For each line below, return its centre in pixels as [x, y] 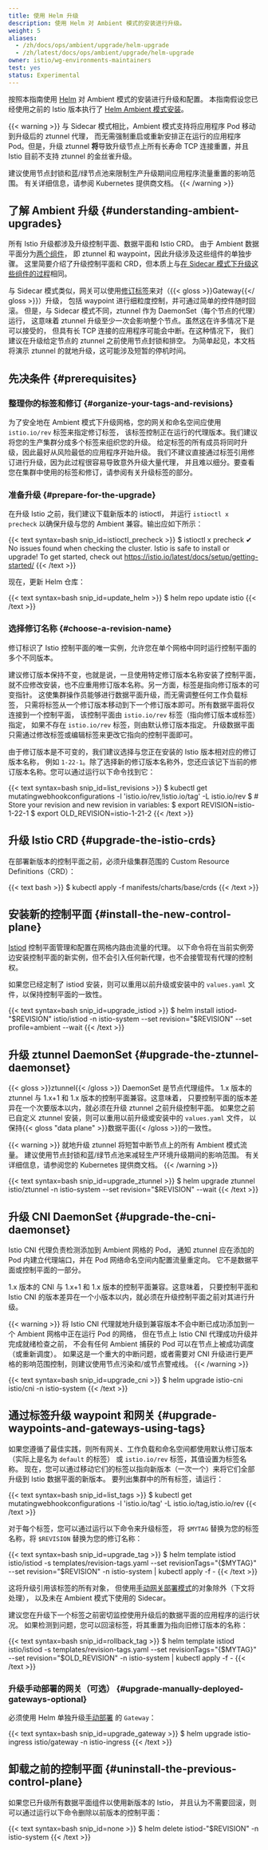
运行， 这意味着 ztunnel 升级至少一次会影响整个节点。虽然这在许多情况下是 [132, 321]
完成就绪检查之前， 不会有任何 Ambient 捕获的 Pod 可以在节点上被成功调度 [131, 1343]
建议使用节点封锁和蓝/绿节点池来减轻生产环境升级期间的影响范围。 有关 [141, 1155]
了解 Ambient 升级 [53, 211]
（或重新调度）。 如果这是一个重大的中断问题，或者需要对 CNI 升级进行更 [128, 1354]
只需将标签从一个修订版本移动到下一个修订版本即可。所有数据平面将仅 [139, 704]
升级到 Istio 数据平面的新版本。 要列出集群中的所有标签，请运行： [116, 1479]
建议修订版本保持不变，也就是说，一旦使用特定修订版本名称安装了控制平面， [134, 675]
